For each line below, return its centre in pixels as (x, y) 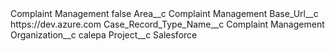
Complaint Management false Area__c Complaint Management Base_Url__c (164, 13)
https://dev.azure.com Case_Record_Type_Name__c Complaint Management (167, 24)
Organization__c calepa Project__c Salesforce (104, 35)
